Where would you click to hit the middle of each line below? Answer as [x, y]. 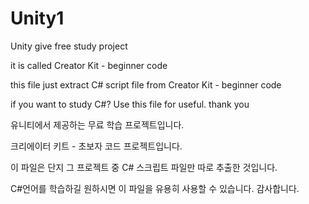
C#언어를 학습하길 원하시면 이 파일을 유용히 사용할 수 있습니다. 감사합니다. [155, 188]
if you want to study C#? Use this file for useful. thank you [130, 104]
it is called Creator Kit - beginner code [89, 65]
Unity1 [37, 18]
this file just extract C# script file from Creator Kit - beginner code [146, 84]
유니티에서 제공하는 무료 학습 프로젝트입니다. [97, 124]
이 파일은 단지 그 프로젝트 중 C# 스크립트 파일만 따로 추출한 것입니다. [144, 167]
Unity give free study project [69, 46]
